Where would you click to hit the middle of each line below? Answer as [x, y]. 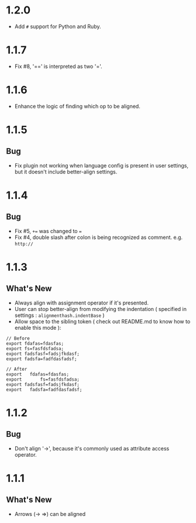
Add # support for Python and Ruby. [58, 26]
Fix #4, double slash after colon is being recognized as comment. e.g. [99, 237]
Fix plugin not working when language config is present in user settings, [102, 165]
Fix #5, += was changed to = [48, 231]
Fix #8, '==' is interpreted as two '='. [58, 66]
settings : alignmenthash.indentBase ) [59, 315]
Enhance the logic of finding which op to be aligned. [77, 106]
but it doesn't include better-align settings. [66, 172]
